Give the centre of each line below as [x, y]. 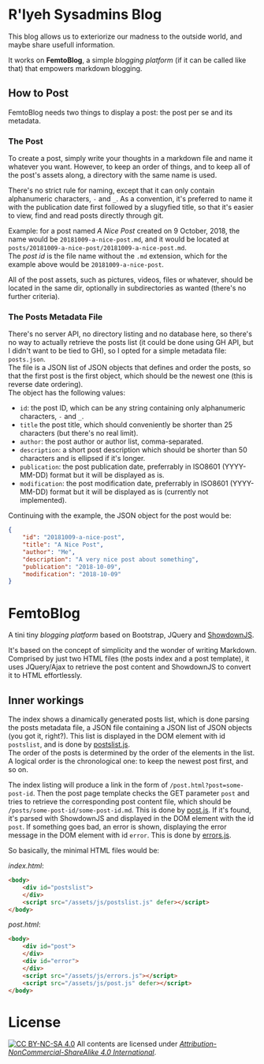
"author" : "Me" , [49, 552]
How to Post [39, 94]
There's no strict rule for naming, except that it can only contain [112, 190]
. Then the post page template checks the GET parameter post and [141, 793]
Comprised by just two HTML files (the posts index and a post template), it [129, 659]
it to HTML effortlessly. [45, 676]
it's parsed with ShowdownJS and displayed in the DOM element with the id [131, 819]
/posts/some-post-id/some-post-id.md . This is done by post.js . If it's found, [130, 810]
